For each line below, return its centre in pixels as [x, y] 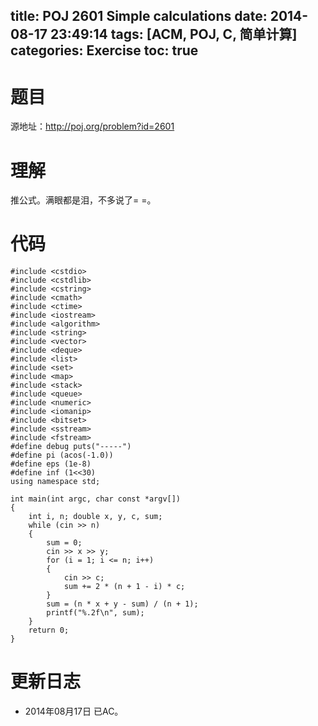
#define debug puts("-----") [71, 447]
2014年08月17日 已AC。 [74, 711]
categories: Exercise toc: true [104, 50]
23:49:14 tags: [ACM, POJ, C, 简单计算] [173, 34]
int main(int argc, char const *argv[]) [96, 499]
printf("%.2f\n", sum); [95, 613]
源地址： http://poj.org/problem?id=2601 [92, 126]
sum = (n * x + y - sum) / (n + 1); [122, 604]
